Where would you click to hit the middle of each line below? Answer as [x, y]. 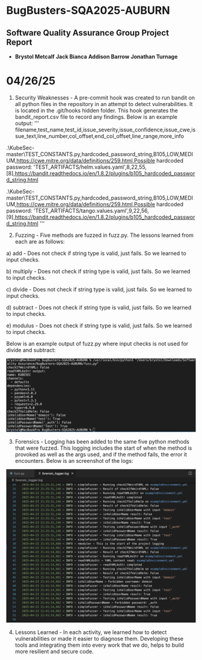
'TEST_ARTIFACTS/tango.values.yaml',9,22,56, [91, 210]
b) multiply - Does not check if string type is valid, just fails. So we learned [98, 271]
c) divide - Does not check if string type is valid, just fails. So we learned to [99, 289]
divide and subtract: [31, 350]
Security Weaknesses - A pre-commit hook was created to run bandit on [105, 98]
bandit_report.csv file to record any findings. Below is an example [96, 117]
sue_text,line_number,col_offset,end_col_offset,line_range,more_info [99, 136]
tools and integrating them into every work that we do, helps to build [99, 645]
